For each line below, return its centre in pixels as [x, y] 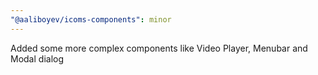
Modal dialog [37, 58]
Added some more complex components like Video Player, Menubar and [159, 48]
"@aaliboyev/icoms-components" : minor [91, 19]
